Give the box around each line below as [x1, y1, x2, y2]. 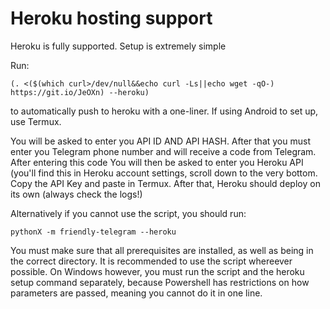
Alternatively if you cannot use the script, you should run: [10, 207, 247, 219]
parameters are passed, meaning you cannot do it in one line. [10, 287, 263, 299]
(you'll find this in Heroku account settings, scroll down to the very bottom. [10, 167, 318, 179]
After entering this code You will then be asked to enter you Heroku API [10, 156, 304, 168]
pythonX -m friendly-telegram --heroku [10, 227, 177, 237]
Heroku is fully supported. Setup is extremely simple [10, 40, 227, 52]
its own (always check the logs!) [10, 188, 143, 200]
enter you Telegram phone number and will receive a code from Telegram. [10, 145, 317, 157]
